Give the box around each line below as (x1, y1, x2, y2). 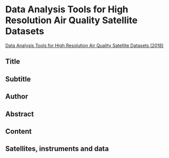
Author (5, 92, 28, 101)
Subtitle (5, 74, 31, 83)
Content (5, 127, 32, 135)
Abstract (5, 109, 34, 118)
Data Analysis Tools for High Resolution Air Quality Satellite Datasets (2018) (5, 42, 164, 48)
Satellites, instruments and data (5, 145, 109, 153)
